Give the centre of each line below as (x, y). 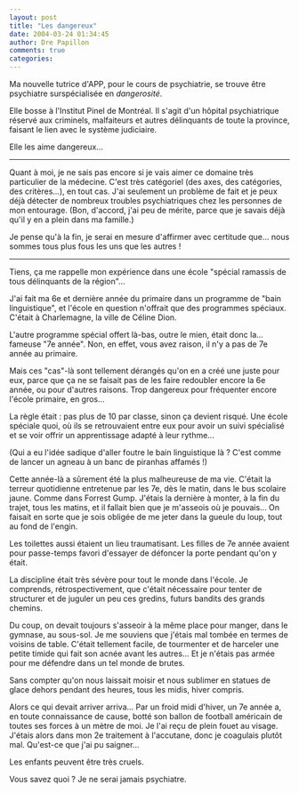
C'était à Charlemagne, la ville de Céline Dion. (93, 317)
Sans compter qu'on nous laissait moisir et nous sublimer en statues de (140, 680)
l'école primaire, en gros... (57, 399)
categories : (31, 59)
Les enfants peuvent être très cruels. (77, 762)
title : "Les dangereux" (53, 26)
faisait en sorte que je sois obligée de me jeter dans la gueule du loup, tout (146, 517)
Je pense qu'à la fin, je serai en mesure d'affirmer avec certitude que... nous (149, 237)
